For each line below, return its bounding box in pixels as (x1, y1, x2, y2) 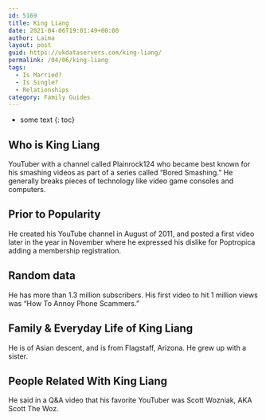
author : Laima (8, 33, 56, 42)
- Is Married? (15, 71, 62, 79)
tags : (8, 64, 26, 72)
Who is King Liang (8, 138, 100, 151)
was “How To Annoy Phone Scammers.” (8, 298, 139, 308)
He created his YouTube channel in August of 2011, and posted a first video (8, 229, 255, 238)
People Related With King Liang (8, 374, 167, 387)
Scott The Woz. (8, 404, 59, 414)
